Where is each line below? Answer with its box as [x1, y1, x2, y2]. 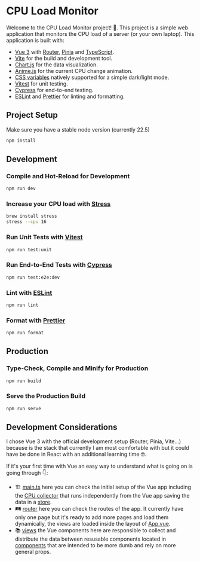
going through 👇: [6, 469, 48, 477]
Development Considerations [6, 422, 118, 432]
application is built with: [6, 36, 64, 44]
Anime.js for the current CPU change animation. [14, 67, 133, 74]
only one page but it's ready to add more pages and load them [14, 514, 169, 521]
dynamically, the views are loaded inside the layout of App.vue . [14, 520, 171, 528]
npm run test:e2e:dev [6, 274, 60, 280]
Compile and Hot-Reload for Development [6, 172, 130, 180]
